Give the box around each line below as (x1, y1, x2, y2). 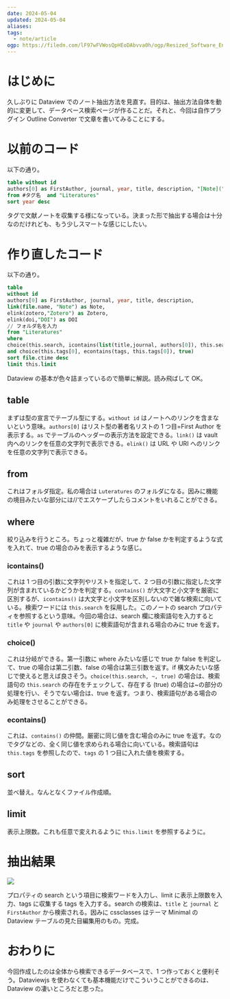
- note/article (13, 36, 57, 43)
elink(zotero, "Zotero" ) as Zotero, (7, 309, 109, 316)
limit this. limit (7, 361, 57, 368)
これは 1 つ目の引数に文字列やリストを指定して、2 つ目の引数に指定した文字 (7, 578, 222, 586)
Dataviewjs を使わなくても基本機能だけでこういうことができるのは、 (18, 976, 213, 984)
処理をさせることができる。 (12, 697, 91, 705)
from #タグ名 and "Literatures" (7, 191, 99, 199)
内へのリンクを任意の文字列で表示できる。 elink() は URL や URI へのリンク (7, 439, 221, 447)
